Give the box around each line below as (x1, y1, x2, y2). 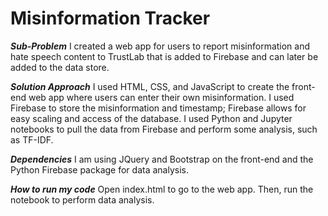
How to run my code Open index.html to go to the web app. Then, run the (10, 183, 314, 195)
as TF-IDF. (10, 133, 54, 146)
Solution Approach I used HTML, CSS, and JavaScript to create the (10, 80, 290, 92)
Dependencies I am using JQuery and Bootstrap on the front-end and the (10, 153, 314, 165)
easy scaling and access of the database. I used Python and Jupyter (10, 112, 293, 124)
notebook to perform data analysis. (10, 193, 155, 206)
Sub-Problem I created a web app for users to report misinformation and (10, 40, 311, 52)
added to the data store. (10, 61, 110, 73)
